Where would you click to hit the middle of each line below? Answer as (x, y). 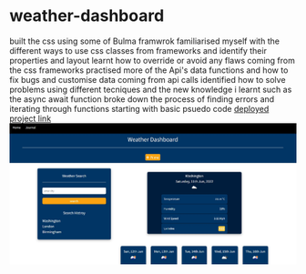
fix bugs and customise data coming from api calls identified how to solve (148, 79)
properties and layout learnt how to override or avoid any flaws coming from (153, 60)
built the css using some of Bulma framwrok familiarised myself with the (145, 41)
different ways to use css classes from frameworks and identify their (138, 50)
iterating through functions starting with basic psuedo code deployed (139, 108)
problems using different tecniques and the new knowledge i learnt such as (151, 89)
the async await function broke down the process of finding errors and (142, 99)
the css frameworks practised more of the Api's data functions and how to (149, 70)
